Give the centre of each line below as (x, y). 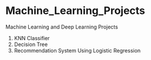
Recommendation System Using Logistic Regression (77, 50)
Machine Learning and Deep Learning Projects (62, 27)
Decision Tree (31, 44)
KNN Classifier (32, 38)
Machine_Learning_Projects (75, 11)
